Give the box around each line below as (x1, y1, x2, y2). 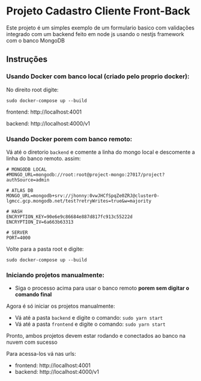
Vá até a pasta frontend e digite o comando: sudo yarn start (14, 320, 166, 328)
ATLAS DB (11, 187, 34, 194)
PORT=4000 (6, 234, 31, 241)
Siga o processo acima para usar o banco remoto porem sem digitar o (14, 284, 190, 292)
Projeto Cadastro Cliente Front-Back (6, 4, 191, 18)
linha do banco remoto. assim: (6, 154, 81, 162)
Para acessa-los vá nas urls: (6, 350, 76, 358)
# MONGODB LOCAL (6, 166, 47, 172)
